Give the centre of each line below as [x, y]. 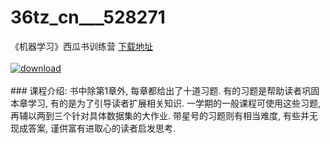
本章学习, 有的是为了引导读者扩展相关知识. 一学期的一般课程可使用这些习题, [165, 103]
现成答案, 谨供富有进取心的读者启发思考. [93, 128]
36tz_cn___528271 [88, 17]
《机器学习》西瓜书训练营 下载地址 [81, 46]
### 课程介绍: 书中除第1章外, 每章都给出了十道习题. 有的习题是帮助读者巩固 [165, 90]
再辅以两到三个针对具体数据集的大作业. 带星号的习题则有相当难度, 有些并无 [164, 115]
